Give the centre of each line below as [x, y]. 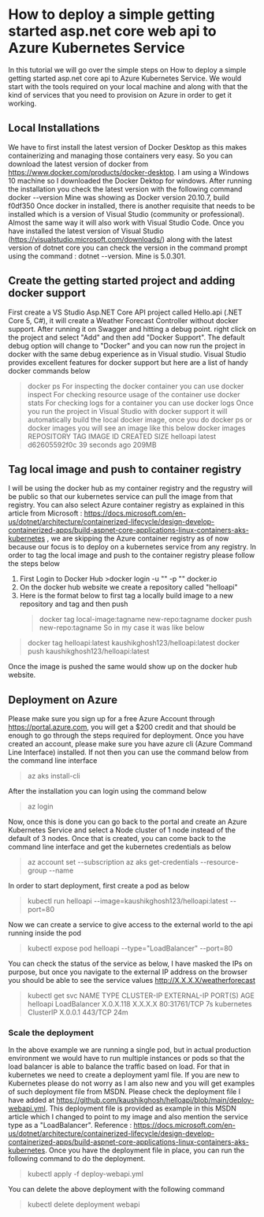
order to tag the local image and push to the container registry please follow [132, 555]
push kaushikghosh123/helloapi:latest [88, 651]
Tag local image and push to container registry [125, 469]
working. [22, 103]
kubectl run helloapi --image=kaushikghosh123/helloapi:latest [128, 901]
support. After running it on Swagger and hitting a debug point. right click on [132, 329]
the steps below [34, 564]
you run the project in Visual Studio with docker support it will [127, 411]
